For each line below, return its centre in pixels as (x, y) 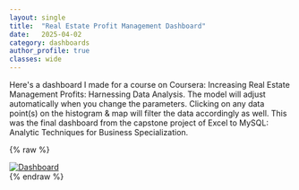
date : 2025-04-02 (46, 34)
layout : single (38, 17)
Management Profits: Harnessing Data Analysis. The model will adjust (137, 94)
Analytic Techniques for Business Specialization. (99, 132)
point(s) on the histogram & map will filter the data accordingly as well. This (148, 113)
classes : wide (36, 59)
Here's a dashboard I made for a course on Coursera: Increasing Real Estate (150, 85)
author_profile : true (50, 51)
